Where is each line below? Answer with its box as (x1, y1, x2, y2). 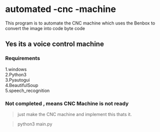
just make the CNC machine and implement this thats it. (17, 111, 132, 117)
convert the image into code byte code (5, 25, 85, 31)
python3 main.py (17, 121, 52, 127)
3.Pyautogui (5, 76, 30, 83)
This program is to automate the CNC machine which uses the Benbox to (5, 20, 155, 26)
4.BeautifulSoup (5, 82, 38, 88)
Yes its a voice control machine (5, 40, 104, 48)
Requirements (5, 55, 40, 62)
